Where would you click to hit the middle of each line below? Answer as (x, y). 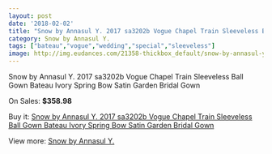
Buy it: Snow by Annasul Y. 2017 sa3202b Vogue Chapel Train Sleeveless (130, 117)
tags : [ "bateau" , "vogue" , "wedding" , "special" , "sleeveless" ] (112, 46)
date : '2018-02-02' (41, 24)
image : (19, 53)
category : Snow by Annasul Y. (59, 38)
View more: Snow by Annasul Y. (62, 141)
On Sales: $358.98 (40, 101)
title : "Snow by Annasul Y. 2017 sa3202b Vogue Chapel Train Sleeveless (134, 31)
